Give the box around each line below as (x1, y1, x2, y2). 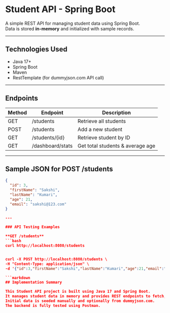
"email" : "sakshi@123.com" (10, 201, 67, 207)
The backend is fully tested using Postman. (5, 303, 101, 308)
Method (8, 109, 27, 116)
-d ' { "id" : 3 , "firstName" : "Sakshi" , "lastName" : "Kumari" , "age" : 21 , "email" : (5, 266, 164, 271)
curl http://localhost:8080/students (5, 243, 85, 248)
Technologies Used (5, 45, 67, 54)
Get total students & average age (77, 142, 156, 149)
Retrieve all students (77, 117, 126, 124)
